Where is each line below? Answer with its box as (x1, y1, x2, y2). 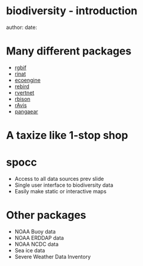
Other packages (6, 209, 87, 222)
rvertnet (14, 89, 35, 96)
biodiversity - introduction (6, 4, 138, 18)
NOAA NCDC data (14, 241, 59, 248)
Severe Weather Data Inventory (14, 253, 91, 260)
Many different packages (6, 44, 132, 58)
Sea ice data (14, 246, 45, 254)
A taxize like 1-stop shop (6, 129, 128, 142)
